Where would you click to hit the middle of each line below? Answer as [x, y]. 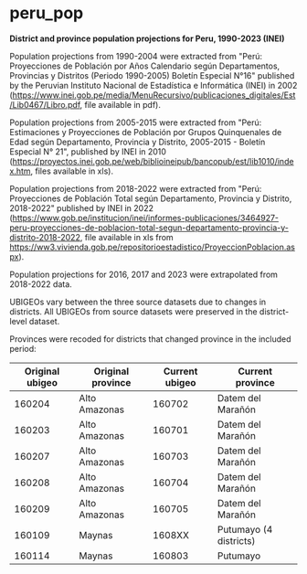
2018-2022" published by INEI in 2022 [81, 207]
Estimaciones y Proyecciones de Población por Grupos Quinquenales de [146, 132]
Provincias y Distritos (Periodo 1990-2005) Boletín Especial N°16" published [152, 75]
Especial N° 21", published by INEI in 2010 [88, 151]
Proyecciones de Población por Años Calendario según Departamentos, [145, 66]
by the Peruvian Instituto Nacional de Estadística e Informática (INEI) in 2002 [153, 85]
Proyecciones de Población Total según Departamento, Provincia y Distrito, [151, 198]
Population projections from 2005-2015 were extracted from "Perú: [136, 122]
